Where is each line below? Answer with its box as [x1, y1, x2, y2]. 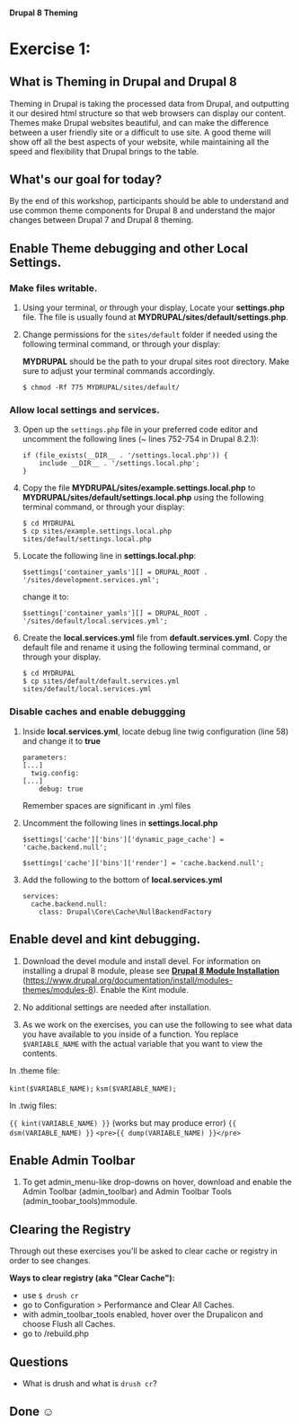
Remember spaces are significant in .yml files [22, 800, 191, 810]
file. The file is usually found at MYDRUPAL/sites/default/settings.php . [22, 312, 289, 323]
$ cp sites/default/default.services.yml [22, 677, 180, 686]
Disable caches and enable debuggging [9, 705, 186, 718]
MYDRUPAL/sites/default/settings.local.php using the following [22, 492, 264, 503]
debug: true [39, 784, 84, 793]
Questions [9, 1354, 69, 1369]
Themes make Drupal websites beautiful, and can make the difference [9, 117, 270, 128]
